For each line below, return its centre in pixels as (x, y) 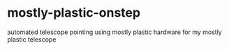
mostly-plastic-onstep (74, 13)
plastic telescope (32, 39)
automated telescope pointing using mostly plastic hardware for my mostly (114, 32)
